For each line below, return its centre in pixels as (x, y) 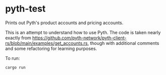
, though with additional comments (123, 43)
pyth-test (25, 9)
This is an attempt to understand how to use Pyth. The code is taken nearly (83, 32)
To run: (13, 58)
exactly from (18, 38)
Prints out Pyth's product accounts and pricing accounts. (64, 23)
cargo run (16, 67)
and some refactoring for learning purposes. (51, 48)
